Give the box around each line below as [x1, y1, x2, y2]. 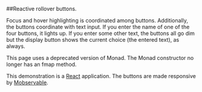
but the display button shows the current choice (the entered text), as [6, 36, 180, 43]
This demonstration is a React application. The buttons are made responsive [6, 73, 197, 79]
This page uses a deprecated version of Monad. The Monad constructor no [6, 54, 194, 61]
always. [6, 42, 25, 50]
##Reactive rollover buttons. [6, 5, 77, 12]
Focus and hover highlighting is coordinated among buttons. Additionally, [6, 17, 189, 24]
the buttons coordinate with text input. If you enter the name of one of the [6, 24, 190, 30]
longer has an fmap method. [6, 61, 77, 68]
